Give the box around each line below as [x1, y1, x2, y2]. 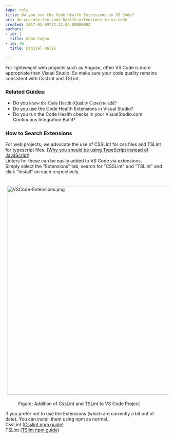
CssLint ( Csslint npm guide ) [5, 422, 64, 428]
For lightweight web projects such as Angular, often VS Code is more [5, 64, 151, 70]
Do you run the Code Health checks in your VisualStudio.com [12, 111, 143, 117]
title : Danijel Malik [10, 46, 56, 51]
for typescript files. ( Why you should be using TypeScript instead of [5, 147, 149, 153]
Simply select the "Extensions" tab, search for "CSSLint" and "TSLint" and [5, 163, 163, 170]
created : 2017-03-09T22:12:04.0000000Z [5, 22, 91, 27]
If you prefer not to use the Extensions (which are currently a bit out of [5, 411, 154, 417]
